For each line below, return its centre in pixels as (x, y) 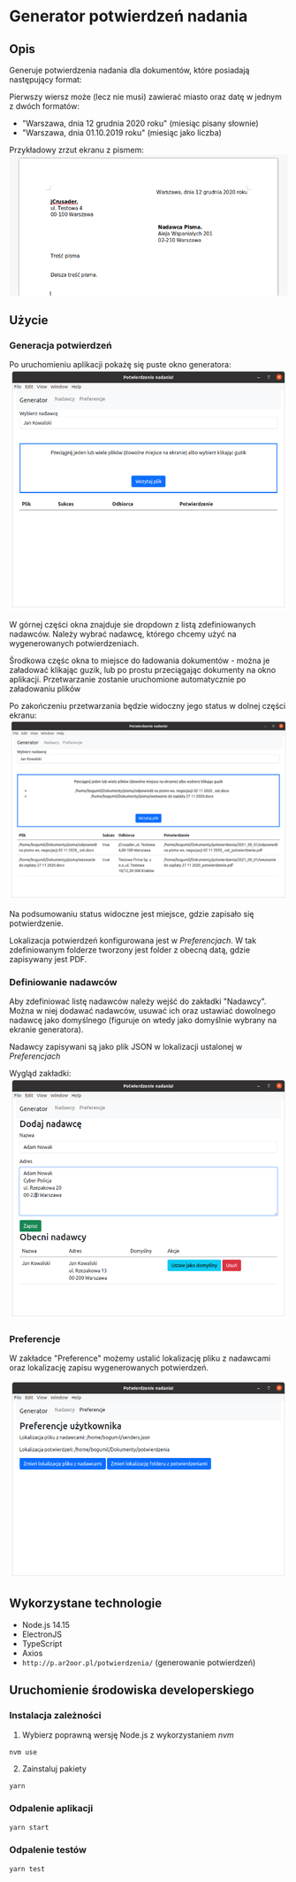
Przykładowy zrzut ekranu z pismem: (76, 150)
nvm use (23, 1752)
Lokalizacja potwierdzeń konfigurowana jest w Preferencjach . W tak (133, 941)
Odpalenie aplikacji (51, 1808)
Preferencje (35, 1338)
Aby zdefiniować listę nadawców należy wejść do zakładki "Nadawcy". (138, 1001)
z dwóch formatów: (44, 106)
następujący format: (46, 80)
